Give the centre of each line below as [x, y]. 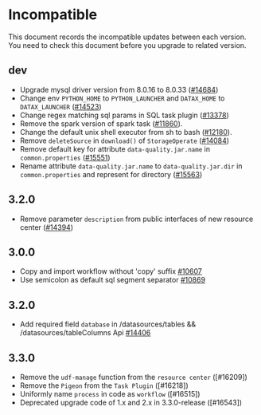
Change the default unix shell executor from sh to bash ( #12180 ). [126, 132]
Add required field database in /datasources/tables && [108, 324]
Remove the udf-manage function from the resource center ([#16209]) [134, 377]
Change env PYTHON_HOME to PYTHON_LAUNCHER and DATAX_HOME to [122, 98]
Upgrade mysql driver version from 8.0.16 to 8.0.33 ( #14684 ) [119, 89]
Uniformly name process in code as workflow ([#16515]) [110, 394]
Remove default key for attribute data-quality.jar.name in [115, 148]
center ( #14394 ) [47, 227]
